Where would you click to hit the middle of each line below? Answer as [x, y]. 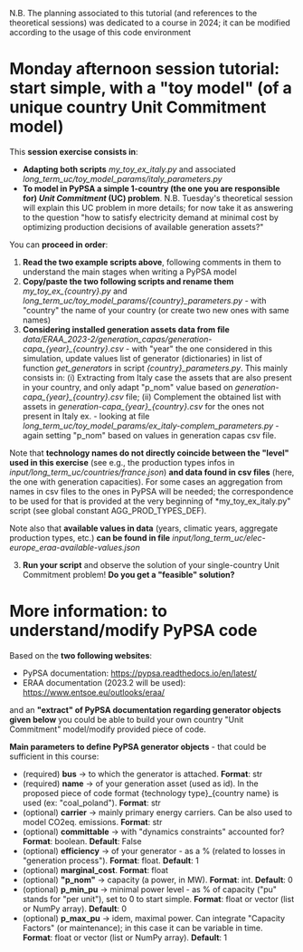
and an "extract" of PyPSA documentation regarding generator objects [146, 709]
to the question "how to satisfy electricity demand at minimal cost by [150, 217]
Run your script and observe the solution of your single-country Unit [151, 564]
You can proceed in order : [59, 245]
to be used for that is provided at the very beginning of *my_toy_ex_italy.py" [150, 501]
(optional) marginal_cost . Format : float [95, 870]
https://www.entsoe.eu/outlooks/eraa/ [94, 692]
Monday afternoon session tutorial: [145, 69]
